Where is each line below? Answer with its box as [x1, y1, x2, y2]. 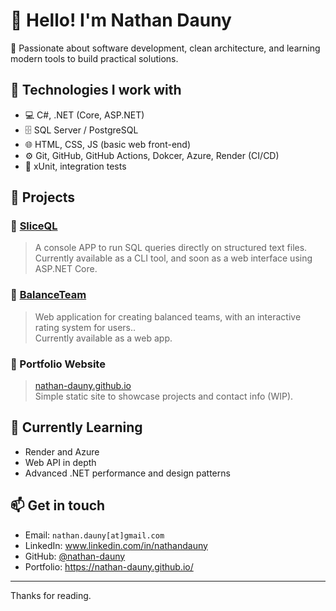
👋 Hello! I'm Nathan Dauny [10, 9, 232, 32]
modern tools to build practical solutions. [10, 52, 179, 64]
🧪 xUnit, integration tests [24, 160, 127, 172]
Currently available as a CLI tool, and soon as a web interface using [34, 252, 313, 264]
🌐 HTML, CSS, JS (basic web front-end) [24, 138, 191, 150]
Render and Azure [24, 445, 100, 458]
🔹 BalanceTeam [10, 288, 87, 302]
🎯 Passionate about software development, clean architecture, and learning [10, 42, 321, 54]
